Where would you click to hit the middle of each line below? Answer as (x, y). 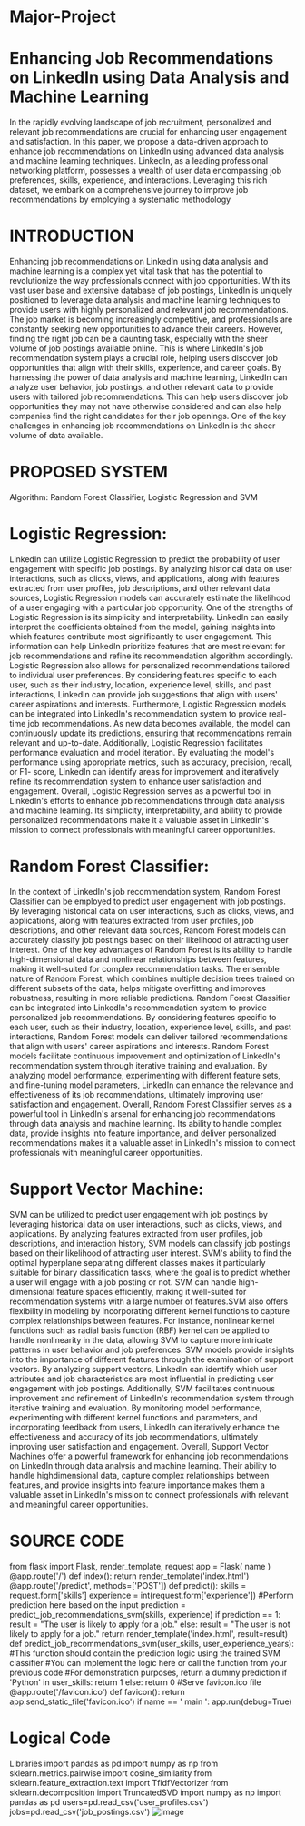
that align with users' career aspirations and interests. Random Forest (139, 1046)
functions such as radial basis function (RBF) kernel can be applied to (139, 1330)
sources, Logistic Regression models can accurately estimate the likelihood (150, 597)
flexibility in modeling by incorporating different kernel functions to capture (150, 1310)
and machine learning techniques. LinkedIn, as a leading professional (139, 161)
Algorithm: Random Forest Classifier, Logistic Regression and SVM (134, 497)
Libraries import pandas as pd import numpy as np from (114, 1763)
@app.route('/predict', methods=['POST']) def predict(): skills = (128, 1585)
